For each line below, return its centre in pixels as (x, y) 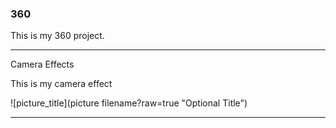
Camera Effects (42, 64)
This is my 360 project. (57, 36)
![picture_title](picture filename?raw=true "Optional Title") (129, 103)
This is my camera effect (61, 84)
